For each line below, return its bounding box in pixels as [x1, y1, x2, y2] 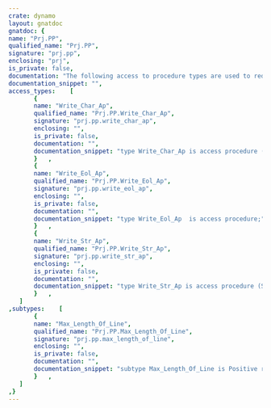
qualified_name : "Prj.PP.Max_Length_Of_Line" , [33, 327, 194, 335]
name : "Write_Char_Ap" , [33, 102, 114, 110]
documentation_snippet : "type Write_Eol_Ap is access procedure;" [33, 215, 265, 223]
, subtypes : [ [8, 305, 63, 313]
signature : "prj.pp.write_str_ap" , [33, 252, 153, 260]
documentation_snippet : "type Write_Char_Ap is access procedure [33, 147, 258, 155]
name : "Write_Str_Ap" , [33, 238, 110, 246]
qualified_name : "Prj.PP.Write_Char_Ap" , [33, 110, 175, 118]
